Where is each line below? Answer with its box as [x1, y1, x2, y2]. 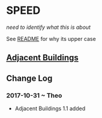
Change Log [6, 73, 53, 83]
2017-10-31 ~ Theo [6, 91, 62, 99]
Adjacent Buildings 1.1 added [14, 105, 86, 112]
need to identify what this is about [6, 23, 91, 31]
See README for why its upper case [6, 35, 96, 42]
